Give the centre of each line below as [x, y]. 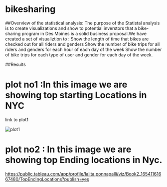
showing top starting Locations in [76, 95]
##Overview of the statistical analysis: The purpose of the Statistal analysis [83, 23]
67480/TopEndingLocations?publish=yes [47, 179]
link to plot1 [17, 119]
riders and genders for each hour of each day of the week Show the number [83, 49]
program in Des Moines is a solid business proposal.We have [84, 33]
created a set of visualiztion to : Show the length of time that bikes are [77, 39]
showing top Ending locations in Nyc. [84, 160]
